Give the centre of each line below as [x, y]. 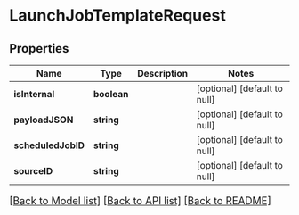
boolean [111, 94]
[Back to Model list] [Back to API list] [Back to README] [140, 201]
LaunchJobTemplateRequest [118, 16]
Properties [39, 49]
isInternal [34, 94]
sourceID [33, 171]
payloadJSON [44, 120]
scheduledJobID [49, 145]
